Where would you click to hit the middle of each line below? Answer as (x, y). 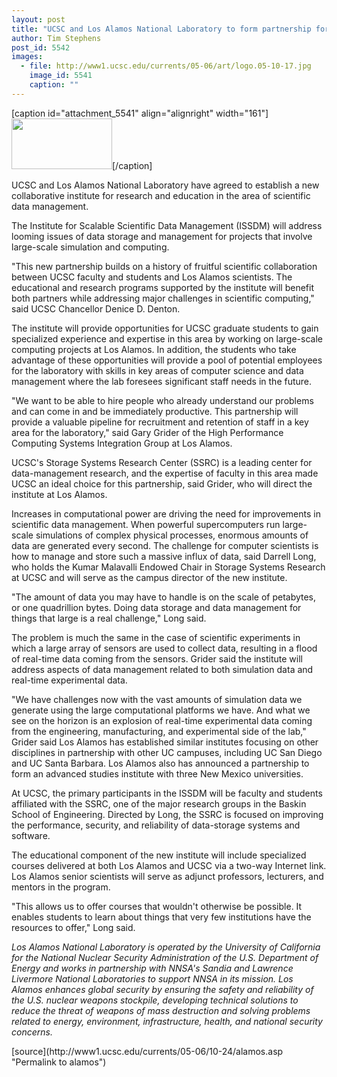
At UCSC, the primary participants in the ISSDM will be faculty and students (167, 793)
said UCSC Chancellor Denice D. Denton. (96, 308)
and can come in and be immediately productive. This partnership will (155, 411)
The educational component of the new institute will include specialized (159, 855)
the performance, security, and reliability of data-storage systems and (156, 825)
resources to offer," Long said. (73, 927)
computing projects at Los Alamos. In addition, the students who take (154, 349)
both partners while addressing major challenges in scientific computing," (163, 298)
